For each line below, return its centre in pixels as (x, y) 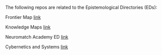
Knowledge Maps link (28, 27)
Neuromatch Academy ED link (37, 37)
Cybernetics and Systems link (37, 47)
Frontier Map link (23, 17)
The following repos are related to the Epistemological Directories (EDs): (81, 7)
